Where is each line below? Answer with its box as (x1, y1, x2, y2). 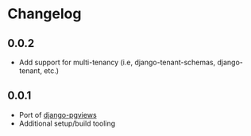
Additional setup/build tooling (18, 119, 116, 128)
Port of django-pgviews (18, 110, 97, 119)
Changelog (7, 5, 82, 23)
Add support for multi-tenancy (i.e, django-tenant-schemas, (18, 57, 216, 67)
